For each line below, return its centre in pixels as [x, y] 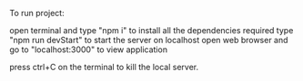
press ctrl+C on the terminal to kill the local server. [104, 67]
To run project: [37, 13]
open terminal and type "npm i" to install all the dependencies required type [151, 30]
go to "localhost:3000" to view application [89, 49]
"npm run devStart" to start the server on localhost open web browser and [149, 40]
